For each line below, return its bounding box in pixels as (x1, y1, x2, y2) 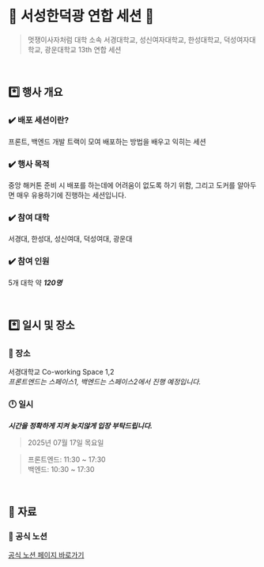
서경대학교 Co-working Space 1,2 (8, 367, 115, 377)
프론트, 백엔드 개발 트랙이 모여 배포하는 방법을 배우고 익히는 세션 (8, 136, 207, 147)
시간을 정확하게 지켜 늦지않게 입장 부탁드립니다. (8, 420, 153, 430)
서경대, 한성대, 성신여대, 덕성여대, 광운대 (8, 234, 133, 244)
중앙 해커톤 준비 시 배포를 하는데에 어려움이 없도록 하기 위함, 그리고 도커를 (8, 180, 236, 190)
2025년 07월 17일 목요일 (27, 437, 104, 447)
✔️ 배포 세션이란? (8, 115, 70, 126)
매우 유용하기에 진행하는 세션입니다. (16, 190, 126, 200)
